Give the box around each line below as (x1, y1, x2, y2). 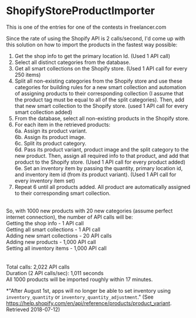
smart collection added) (14, 109, 73, 116)
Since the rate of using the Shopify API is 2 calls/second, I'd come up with (6, 35, 185, 42)
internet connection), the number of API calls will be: (6, 213, 133, 221)
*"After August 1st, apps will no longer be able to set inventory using (6, 287, 171, 294)
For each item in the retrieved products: (14, 121, 110, 128)
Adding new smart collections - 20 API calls (6, 232, 112, 239)
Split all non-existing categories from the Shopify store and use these (14, 77, 183, 84)
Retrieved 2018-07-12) (6, 306, 60, 313)
